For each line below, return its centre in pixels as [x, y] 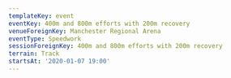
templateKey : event [41, 16]
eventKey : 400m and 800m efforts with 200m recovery [99, 24]
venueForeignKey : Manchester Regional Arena [85, 31]
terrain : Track [34, 54]
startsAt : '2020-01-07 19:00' [60, 62]
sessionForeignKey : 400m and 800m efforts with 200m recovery [115, 46]
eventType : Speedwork [45, 39]
